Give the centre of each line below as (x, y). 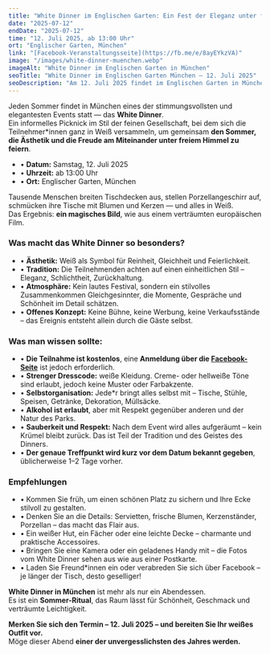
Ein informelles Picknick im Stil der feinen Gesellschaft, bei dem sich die (127, 123)
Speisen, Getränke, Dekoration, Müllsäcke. (90, 402)
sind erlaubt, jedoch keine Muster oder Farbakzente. (107, 384)
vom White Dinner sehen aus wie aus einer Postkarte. (108, 559)
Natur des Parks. (48, 419)
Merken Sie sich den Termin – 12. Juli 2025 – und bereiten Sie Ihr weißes (131, 624)
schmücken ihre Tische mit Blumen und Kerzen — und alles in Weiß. (121, 205)
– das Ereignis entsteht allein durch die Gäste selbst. (106, 320)
